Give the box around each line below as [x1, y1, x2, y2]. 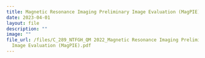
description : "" [6, 25, 48, 32]
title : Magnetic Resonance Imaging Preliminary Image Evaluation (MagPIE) [6, 8, 201, 15]
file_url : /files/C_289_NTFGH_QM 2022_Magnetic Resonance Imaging [6, 37, 179, 43]
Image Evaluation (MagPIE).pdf [12, 43, 92, 49]
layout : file [6, 20, 40, 26]
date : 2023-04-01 [6, 14, 51, 21]
